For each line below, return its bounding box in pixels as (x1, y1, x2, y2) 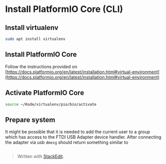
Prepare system (5, 116, 56, 124)
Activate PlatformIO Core (5, 89, 84, 97)
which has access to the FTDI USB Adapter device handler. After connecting (5, 134, 162, 140)
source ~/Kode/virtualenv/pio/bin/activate (5, 102, 97, 107)
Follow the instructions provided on (5, 63, 78, 69)
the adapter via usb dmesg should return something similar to (5, 140, 128, 146)
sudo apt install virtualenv (5, 36, 66, 41)
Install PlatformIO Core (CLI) (5, 3, 123, 15)
